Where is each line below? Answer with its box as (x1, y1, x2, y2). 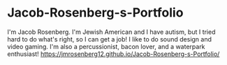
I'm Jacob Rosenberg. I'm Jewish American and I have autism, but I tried (7, 28, 216, 36)
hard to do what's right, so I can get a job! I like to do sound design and (7, 35, 212, 43)
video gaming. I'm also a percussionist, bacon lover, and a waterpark (7, 42, 205, 50)
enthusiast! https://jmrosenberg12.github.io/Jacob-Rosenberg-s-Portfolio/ (7, 50, 220, 58)
